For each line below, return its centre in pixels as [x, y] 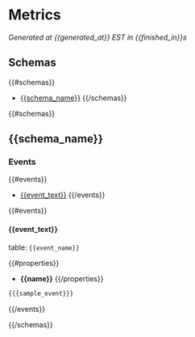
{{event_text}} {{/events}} [62, 195]
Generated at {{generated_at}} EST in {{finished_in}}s [97, 37]
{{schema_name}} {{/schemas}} [73, 98]
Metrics [35, 15]
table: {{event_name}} [44, 247]
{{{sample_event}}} [41, 293]
